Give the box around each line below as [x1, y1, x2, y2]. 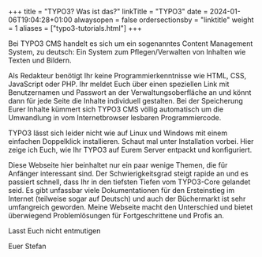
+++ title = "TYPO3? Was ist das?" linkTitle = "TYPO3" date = [8, 7, 208, 16]
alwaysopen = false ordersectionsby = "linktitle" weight [73, 15, 254, 25]
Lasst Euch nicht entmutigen [8, 226, 101, 236]
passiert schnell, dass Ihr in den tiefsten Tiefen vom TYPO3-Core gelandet [8, 177, 251, 187]
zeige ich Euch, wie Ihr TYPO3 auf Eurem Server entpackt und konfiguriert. [8, 146, 253, 154]
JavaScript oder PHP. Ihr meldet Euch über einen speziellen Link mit [8, 79, 230, 89]
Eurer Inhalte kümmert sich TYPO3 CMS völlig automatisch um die [8, 104, 223, 114]
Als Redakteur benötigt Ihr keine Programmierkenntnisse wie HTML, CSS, [8, 71, 247, 80]
